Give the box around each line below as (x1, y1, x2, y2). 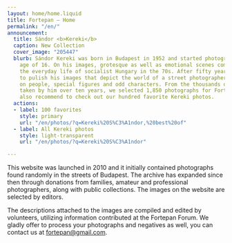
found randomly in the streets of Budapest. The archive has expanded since (7, 171, 223, 179)
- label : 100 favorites (13, 106, 81, 113)
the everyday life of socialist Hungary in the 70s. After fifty (19, 68, 212, 75)
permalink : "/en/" (7, 23, 60, 30)
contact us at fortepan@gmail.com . (7, 229, 108, 237)
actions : (13, 100, 39, 107)
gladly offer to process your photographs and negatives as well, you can (7, 221, 213, 229)
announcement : (7, 29, 48, 37)
